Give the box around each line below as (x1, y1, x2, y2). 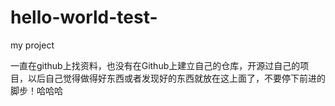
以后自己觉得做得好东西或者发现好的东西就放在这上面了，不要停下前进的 (27, 72, 326, 84)
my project (10, 39, 55, 51)
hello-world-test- (10, 6, 158, 29)
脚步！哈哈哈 (10, 84, 63, 96)
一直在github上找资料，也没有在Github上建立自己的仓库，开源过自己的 (10, 59, 301, 71)
